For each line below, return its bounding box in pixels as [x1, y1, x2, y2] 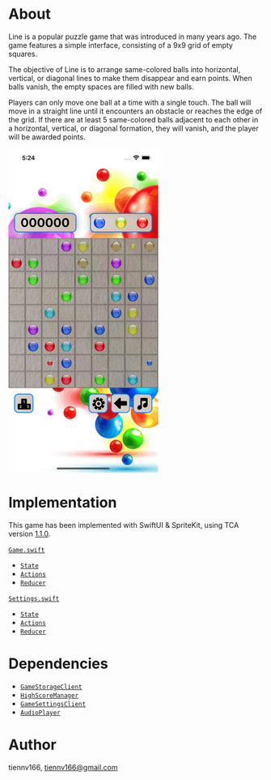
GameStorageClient [19, 683, 83, 691]
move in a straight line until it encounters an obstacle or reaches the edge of [8, 106, 263, 116]
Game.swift [8, 546, 45, 554]
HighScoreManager [19, 691, 79, 700]
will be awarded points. [8, 131, 87, 142]
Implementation [8, 494, 117, 512]
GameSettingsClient [19, 700, 87, 708]
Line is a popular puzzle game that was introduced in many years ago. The [8, 32, 257, 41]
